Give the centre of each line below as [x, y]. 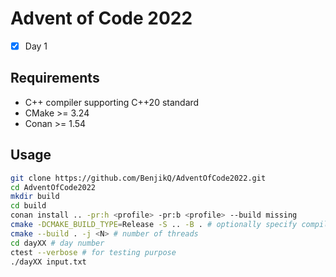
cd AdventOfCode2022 [53, 187]
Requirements [55, 78]
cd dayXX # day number [57, 243]
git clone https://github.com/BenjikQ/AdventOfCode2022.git [138, 178]
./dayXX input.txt [48, 262]
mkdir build [35, 197]
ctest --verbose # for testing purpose [93, 252]
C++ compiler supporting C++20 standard [112, 102]
